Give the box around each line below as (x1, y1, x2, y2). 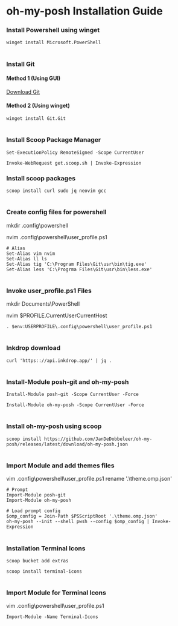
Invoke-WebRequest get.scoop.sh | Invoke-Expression (6, 160, 142, 166)
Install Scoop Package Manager (6, 136, 101, 144)
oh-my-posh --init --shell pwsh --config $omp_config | (6, 519, 150, 525)
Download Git (6, 88, 40, 95)
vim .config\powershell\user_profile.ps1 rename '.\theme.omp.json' (6, 475, 173, 483)
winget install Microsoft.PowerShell (6, 39, 101, 46)
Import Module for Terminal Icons (6, 588, 107, 597)
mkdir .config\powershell (6, 222, 68, 229)
